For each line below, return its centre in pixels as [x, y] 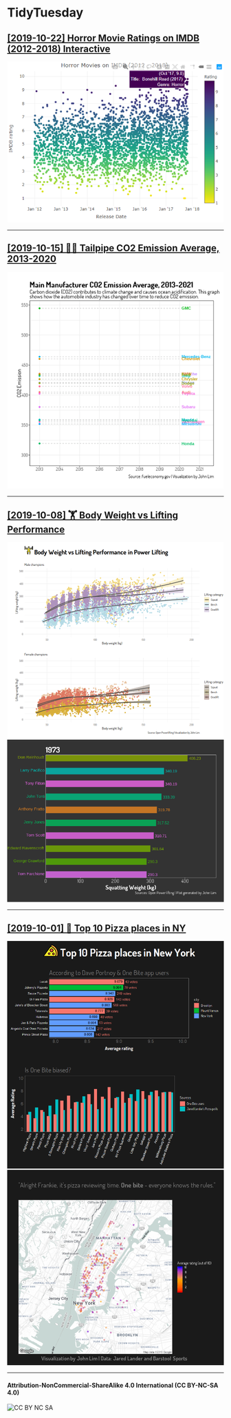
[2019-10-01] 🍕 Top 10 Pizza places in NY [97, 928]
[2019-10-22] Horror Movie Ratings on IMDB [103, 38]
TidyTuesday [45, 13]
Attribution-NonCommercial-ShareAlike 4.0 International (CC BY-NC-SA [113, 1385]
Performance [36, 530]
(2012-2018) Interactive [59, 49]
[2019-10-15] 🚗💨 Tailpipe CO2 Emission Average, [113, 248]
